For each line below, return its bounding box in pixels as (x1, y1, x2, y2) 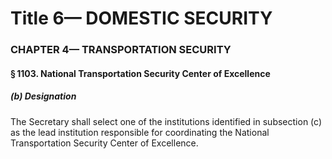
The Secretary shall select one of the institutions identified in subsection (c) (10, 115, 322, 127)
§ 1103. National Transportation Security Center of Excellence (10, 67, 271, 79)
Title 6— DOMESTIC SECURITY (10, 7, 273, 30)
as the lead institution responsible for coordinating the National (10, 126, 270, 138)
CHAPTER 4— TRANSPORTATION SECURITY (10, 43, 232, 57)
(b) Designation (10, 90, 77, 102)
